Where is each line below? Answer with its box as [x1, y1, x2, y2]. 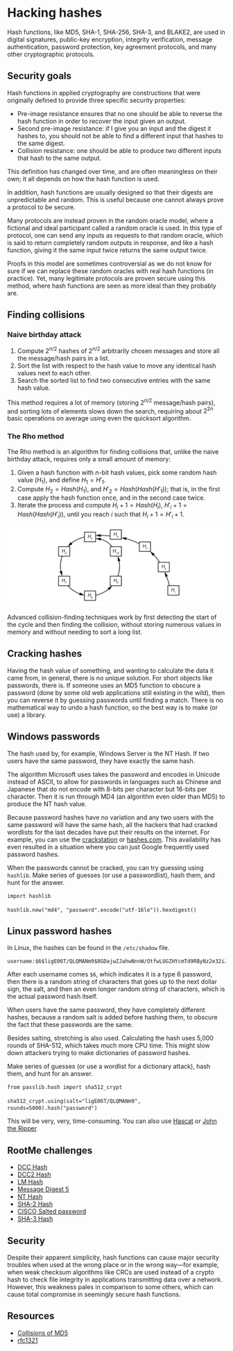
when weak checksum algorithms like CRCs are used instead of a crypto [7, 1268, 215, 1277]
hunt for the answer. [7, 878, 64, 887]
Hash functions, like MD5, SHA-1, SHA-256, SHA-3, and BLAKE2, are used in [7, 28, 225, 36]
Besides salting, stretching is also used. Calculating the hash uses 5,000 [7, 1034, 214, 1042]
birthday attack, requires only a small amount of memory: [7, 455, 171, 463]
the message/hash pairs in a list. [17, 354, 110, 363]
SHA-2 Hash [17, 1200, 53, 1209]
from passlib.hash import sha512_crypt [7, 1084, 123, 1091]
